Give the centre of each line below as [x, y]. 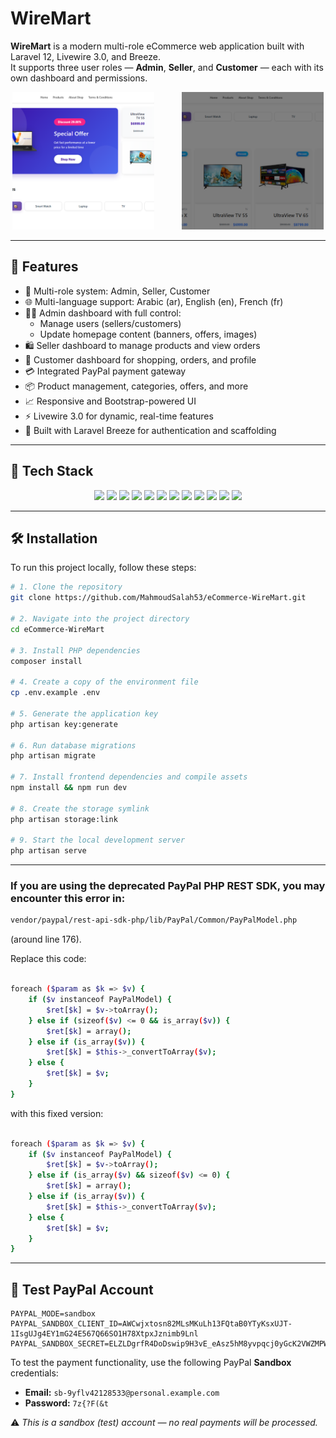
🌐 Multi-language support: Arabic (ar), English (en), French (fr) [154, 301]
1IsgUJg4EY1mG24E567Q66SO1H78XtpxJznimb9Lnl [104, 1334]
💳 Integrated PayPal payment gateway [105, 371]
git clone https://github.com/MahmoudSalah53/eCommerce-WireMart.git [158, 598]
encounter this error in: [68, 899]
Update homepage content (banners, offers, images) [148, 334]
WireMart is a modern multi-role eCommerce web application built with [157, 46]
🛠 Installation [54, 538]
